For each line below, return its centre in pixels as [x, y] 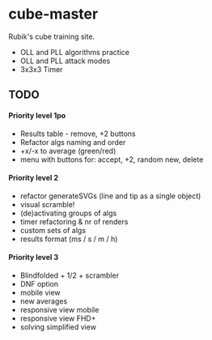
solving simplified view [58, 327]
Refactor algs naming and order [73, 142]
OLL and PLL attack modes [65, 61]
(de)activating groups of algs [68, 213]
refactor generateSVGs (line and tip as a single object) [110, 196]
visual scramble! [47, 204]
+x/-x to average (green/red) [68, 151]
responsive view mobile [59, 309]
